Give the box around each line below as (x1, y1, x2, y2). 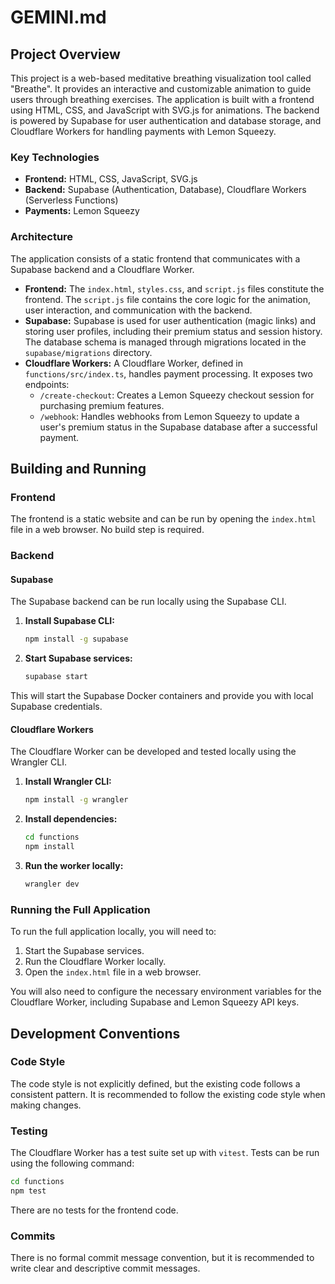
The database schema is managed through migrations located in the (24, 336, 307, 348)
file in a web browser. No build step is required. (10, 524, 205, 536)
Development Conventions (10, 1025, 181, 1042)
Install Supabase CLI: (24, 615, 115, 627)
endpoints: (24, 378, 70, 390)
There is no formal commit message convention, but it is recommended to (10, 1252, 315, 1264)
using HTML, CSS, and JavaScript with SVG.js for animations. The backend (10, 104, 320, 116)
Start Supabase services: (24, 652, 133, 665)
